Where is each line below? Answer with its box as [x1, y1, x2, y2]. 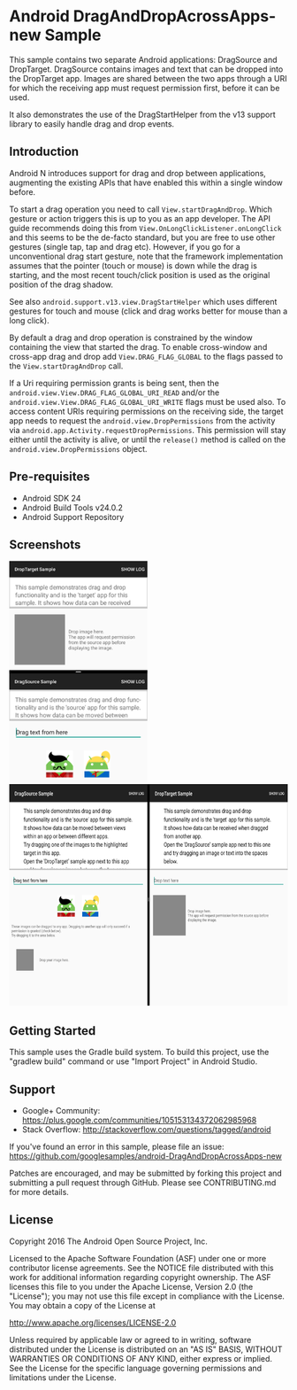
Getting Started [9, 1023, 96, 1038]
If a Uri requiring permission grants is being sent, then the [9, 377, 219, 388]
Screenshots [9, 537, 81, 552]
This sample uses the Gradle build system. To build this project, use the [9, 1047, 270, 1058]
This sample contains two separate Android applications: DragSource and [9, 54, 278, 65]
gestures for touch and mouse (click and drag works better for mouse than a [9, 306, 288, 316]
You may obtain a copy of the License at [9, 1300, 156, 1310]
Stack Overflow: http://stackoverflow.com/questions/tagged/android [21, 1124, 271, 1135]
